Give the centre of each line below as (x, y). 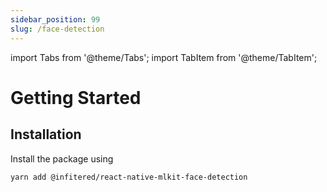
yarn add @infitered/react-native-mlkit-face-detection (129, 177)
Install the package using (62, 158)
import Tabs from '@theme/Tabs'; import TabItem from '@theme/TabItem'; (164, 57)
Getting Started (76, 97)
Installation (46, 134)
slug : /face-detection (57, 29)
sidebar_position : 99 (55, 19)
